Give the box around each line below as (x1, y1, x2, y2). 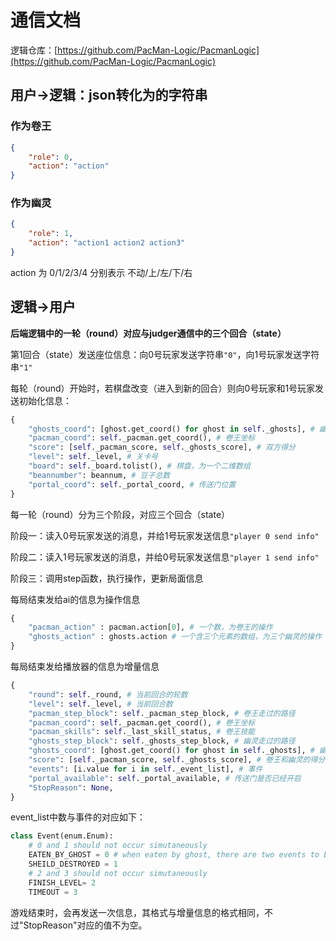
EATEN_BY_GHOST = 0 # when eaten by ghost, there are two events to (28, 850, 320, 860)
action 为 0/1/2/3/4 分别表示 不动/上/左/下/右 (10, 266, 193, 278)
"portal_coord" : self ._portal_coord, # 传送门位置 (28, 479, 237, 490)
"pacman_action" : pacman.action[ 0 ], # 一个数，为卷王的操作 (28, 622, 273, 633)
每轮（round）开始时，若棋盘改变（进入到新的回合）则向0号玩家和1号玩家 (10, 382, 316, 394)
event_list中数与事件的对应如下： (10, 811, 147, 823)
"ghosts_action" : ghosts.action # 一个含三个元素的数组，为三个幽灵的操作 (28, 632, 322, 642)
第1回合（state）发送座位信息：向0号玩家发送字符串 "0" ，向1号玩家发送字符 (10, 348, 320, 360)
